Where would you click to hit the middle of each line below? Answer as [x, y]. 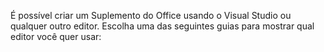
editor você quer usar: [56, 36]
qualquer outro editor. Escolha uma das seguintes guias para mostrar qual [162, 26]
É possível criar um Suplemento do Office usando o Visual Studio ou [151, 15]
